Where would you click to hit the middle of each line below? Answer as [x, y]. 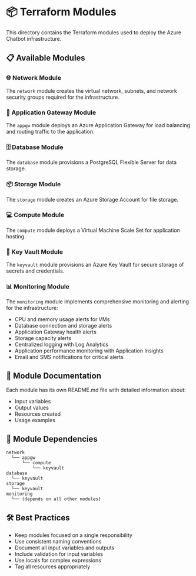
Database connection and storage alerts [63, 326]
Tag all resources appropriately [52, 567]
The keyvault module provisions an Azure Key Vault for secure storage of [95, 265]
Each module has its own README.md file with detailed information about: [96, 390]
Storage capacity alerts [43, 338]
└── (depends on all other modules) [56, 499]
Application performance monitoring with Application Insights [89, 351]
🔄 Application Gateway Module [51, 112]
